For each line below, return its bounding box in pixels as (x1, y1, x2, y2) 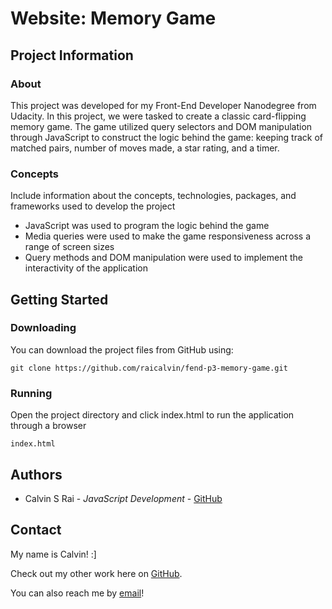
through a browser (10, 420, 87, 432)
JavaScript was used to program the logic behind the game (24, 220, 270, 232)
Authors (10, 466, 63, 483)
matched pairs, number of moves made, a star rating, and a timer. (10, 142, 280, 154)
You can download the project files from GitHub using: (10, 343, 234, 356)
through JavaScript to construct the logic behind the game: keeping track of (10, 131, 324, 143)
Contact (10, 522, 62, 539)
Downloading (10, 321, 77, 335)
